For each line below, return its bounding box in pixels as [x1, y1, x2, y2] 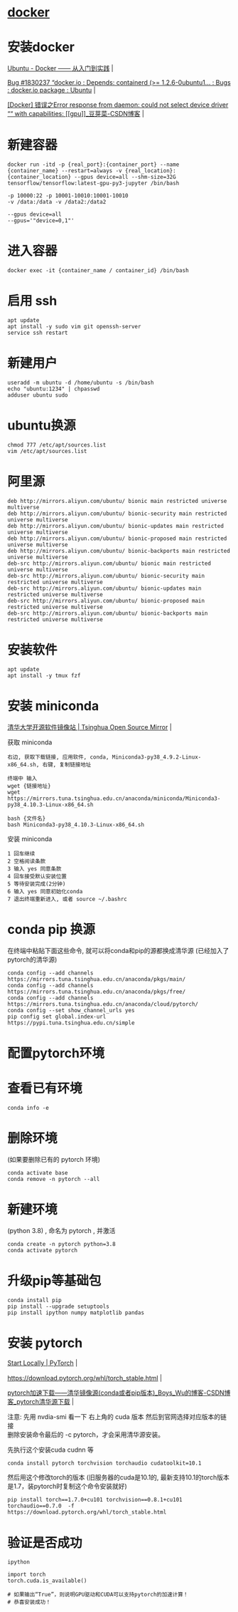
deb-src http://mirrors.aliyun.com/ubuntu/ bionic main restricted [7, 560, 212, 567]
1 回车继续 [7, 850, 36, 857]
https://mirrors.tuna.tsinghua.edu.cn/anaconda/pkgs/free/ [7, 988, 186, 995]
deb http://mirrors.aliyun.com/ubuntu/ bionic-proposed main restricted [7, 535, 227, 542]
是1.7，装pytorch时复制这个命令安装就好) [7, 1482, 128, 1491]
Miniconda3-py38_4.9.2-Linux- [112, 753, 202, 761]
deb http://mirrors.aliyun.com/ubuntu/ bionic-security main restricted [7, 510, 227, 517]
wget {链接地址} [7, 782, 51, 789]
